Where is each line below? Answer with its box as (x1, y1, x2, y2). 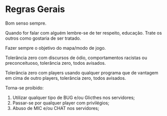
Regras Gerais (5, 4, 65, 15)
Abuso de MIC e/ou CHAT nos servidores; (12, 105, 99, 111)
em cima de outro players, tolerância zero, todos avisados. (5, 75, 126, 81)
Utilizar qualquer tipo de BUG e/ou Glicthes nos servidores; (12, 94, 135, 100)
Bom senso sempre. (5, 20, 47, 26)
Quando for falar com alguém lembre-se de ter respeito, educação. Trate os (5, 30, 162, 36)
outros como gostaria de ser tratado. (5, 35, 81, 41)
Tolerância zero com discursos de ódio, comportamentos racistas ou (5, 54, 147, 61)
